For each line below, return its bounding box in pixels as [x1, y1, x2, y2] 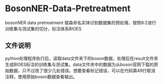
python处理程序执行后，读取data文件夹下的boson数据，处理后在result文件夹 [5, 55, 158, 61]
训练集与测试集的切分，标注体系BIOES [5, 25, 82, 32]
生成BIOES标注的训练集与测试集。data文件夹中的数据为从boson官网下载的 [5, 62, 154, 67]
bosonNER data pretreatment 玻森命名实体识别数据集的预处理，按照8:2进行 [5, 20, 157, 25]
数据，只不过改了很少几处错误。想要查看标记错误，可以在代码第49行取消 [9, 67, 156, 73]
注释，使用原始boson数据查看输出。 [5, 74, 78, 80]
